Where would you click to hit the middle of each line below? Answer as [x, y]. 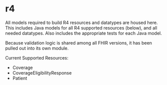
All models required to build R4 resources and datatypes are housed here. [81, 22]
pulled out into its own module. [37, 48]
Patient [20, 78]
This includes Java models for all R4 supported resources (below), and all [81, 27]
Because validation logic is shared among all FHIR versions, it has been [78, 42]
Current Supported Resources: [37, 57]
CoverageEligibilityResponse [42, 72]
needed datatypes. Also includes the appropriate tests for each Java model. [83, 33]
